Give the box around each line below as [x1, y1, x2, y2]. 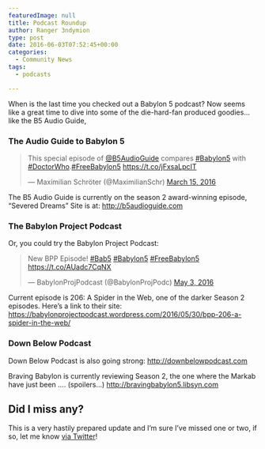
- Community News [15, 56, 73, 64]
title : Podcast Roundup [8, 19, 87, 27]
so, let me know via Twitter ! [8, 432, 98, 441]
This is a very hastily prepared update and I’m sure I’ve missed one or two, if [8, 424, 257, 433]
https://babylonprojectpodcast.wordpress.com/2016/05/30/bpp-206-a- [8, 310, 242, 319]
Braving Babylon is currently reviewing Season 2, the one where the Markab [8, 371, 256, 380]
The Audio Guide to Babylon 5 [8, 135, 125, 146]
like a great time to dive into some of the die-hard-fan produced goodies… [8, 108, 251, 117]
